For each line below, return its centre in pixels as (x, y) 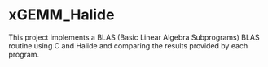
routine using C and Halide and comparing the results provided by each (128, 45)
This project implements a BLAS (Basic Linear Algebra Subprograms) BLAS (134, 37)
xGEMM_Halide (62, 15)
